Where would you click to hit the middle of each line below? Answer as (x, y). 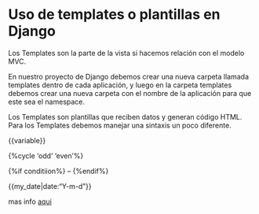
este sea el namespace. (46, 101)
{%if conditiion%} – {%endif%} (58, 171)
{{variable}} (27, 140)
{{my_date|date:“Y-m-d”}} (50, 186)
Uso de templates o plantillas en (115, 15)
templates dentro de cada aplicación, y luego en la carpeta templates (120, 85)
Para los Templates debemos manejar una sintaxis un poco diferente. (120, 125)
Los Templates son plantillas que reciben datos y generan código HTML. (125, 116)
